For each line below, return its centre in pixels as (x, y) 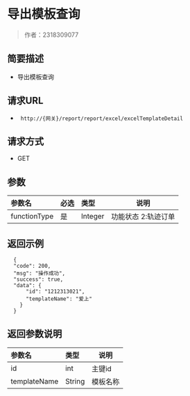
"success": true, (38, 279)
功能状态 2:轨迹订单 (143, 217)
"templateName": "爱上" (59, 299)
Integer (93, 216)
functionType (32, 216)
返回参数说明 (35, 334)
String (75, 381)
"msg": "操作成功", (40, 273)
